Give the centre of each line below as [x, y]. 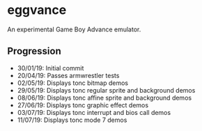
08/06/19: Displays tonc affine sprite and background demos [104, 98]
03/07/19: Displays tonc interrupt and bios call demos [94, 112]
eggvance [37, 10]
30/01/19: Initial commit [50, 68]
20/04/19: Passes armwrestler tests [68, 75]
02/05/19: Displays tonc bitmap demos [73, 83]
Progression [34, 51]
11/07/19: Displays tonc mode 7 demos [72, 120]
